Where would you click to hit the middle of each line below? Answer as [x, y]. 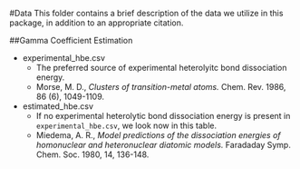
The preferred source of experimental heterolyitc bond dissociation [161, 68]
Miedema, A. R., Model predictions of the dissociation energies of [158, 135]
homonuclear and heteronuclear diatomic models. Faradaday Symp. [164, 145]
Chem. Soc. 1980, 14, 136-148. [92, 154]
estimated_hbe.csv [58, 106]
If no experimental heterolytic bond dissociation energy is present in [163, 116]
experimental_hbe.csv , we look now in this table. [126, 125]
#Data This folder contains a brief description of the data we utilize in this [146, 13]
